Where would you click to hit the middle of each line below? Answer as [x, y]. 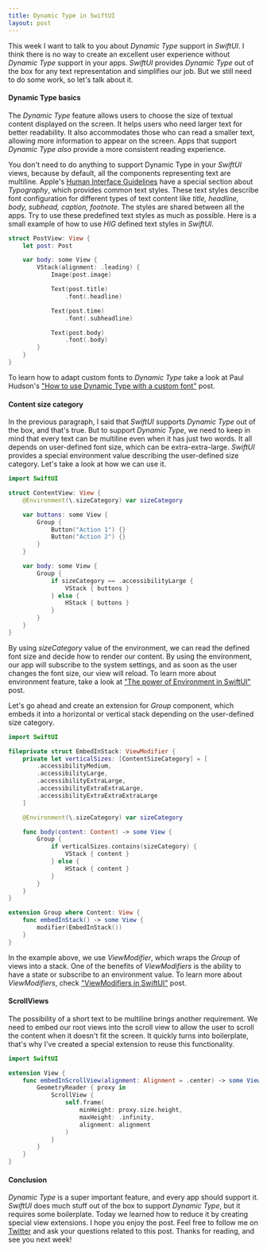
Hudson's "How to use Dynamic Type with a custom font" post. [112, 386]
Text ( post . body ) [77, 332]
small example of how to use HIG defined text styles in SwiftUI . [111, 224]
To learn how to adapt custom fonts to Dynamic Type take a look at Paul [126, 377]
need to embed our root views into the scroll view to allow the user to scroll [131, 1027]
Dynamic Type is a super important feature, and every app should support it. [133, 1197]
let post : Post [48, 246]
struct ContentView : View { [55, 493]
